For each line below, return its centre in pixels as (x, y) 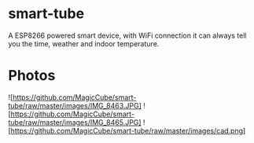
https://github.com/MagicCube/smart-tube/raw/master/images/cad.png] (128, 130)
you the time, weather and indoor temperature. (84, 43)
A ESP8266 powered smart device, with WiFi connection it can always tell (127, 35)
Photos (32, 76)
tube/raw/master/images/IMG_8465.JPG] (75, 122)
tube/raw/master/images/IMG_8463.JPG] (75, 105)
